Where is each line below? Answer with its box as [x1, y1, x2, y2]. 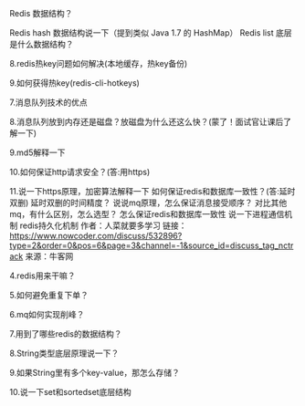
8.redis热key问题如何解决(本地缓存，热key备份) [9, 58, 188, 68]
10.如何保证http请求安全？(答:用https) [9, 167, 151, 177]
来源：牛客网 [25, 251, 74, 262]
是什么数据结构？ [9, 39, 74, 49]
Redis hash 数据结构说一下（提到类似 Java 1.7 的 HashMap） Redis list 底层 [9, 27, 292, 38]
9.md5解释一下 [9, 147, 66, 158]
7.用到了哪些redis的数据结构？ [9, 328, 122, 339]
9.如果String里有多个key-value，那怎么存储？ [9, 368, 181, 378]
